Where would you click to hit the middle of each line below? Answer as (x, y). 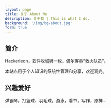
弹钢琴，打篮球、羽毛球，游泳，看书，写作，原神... (56, 100)
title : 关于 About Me (26, 14)
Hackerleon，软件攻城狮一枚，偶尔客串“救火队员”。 (56, 61)
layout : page (18, 9)
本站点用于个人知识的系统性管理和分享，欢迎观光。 (56, 71)
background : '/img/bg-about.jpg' (39, 23)
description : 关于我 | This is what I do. (48, 18)
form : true (16, 28)
